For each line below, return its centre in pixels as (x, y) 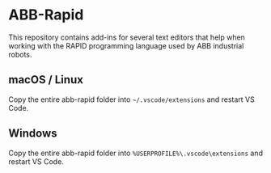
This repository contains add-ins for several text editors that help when (127, 37)
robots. (20, 54)
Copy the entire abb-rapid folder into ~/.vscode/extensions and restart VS (131, 99)
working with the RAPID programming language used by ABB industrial (126, 45)
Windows (33, 134)
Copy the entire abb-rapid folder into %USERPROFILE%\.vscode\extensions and (135, 153)
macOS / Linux (46, 80)
